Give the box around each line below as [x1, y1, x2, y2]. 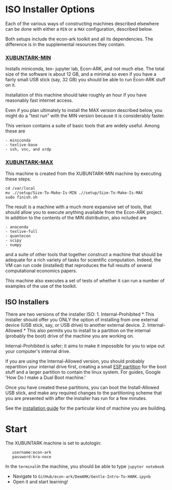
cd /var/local [5, 186, 36, 191]
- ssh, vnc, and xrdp [5, 147, 52, 152]
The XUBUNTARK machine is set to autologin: [5, 440, 102, 446]
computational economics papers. [5, 268, 78, 274]
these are [5, 128, 26, 134]
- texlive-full [5, 229, 38, 234]
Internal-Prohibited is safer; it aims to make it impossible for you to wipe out [5, 343, 165, 349]
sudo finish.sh [5, 194, 38, 200]
